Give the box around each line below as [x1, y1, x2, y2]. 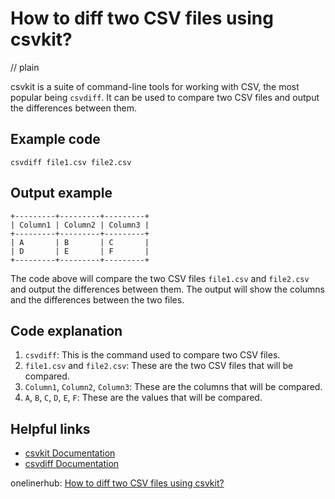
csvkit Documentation [24, 447, 116, 459]
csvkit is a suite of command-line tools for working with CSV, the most [10, 80, 300, 92]
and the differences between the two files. [10, 293, 185, 306]
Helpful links [10, 420, 91, 437]
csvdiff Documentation [24, 458, 120, 470]
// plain [10, 61, 40, 73]
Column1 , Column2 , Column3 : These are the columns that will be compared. [24, 381, 323, 393]
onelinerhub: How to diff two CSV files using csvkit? [10, 477, 225, 489]
